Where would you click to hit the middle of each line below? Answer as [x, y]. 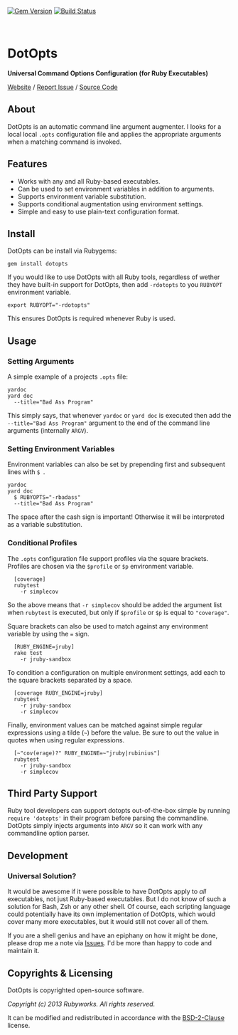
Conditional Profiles [42, 543]
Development [38, 855]
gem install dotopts [38, 264]
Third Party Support [53, 794]
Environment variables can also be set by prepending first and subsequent [117, 464]
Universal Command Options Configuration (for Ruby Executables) [108, 73]
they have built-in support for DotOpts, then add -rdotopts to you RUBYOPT [115, 285]
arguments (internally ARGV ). [48, 431]
